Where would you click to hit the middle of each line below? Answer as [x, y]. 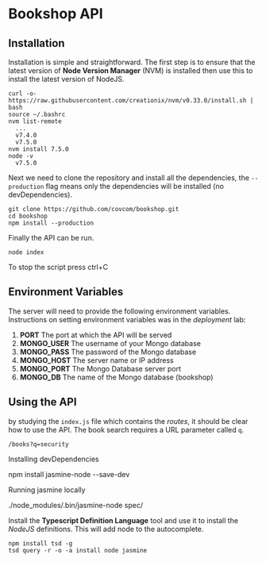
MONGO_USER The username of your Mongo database [110, 343]
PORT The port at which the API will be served [96, 335]
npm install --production [51, 223]
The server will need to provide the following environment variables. [120, 311]
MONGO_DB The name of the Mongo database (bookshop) [116, 377]
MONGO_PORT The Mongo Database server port [100, 368]
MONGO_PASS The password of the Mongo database [108, 352]
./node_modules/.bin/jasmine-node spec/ [76, 505]
